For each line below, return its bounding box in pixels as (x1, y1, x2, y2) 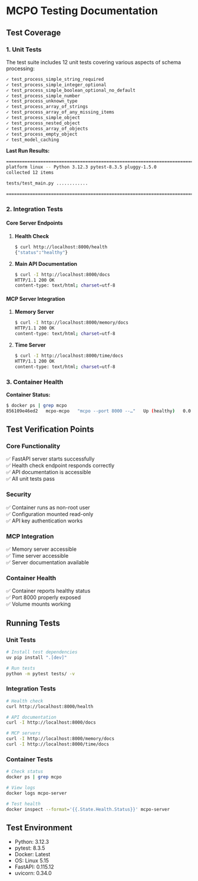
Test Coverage (6, 28, 61, 38)
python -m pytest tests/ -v (6, 670, 75, 676)
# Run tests (6, 665, 35, 671)
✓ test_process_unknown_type (6, 98, 78, 104)
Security (6, 491, 31, 499)
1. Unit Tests (6, 45, 42, 54)
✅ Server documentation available (6, 559, 90, 566)
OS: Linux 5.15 (14, 857, 49, 864)
